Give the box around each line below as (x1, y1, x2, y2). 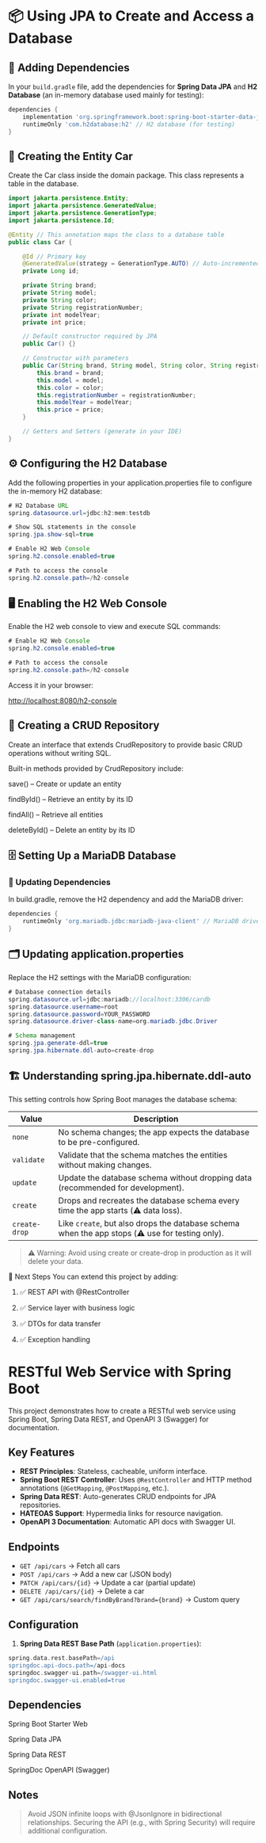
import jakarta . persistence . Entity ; (8, 194, 129, 203)
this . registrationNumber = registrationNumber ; (36, 391, 196, 399)
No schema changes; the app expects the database (58, 1127, 250, 1138)
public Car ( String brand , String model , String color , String (22, 362, 232, 370)
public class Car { (8, 238, 73, 246)
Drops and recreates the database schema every (58, 1195, 240, 1206)
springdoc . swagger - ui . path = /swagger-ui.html (8, 1669, 158, 1677)
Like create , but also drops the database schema (58, 1218, 240, 1229)
